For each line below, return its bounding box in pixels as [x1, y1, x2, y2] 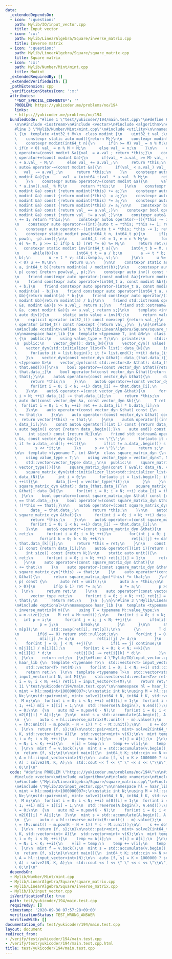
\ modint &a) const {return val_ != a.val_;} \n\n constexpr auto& [14, 212, 166, 218]
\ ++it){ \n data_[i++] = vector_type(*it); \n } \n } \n [14, 479, 166, 484]
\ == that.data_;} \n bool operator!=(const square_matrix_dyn [14, 498, 157, 503]
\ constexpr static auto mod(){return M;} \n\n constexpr [14, 136, 153, 141]
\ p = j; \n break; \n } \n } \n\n [14, 622, 150, 627]
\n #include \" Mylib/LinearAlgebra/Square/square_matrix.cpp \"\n [14, 779, 155, 784]
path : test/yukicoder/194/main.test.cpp [10, 898, 97, 903]
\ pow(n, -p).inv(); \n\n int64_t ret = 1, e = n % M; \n [14, 236, 147, 241]
